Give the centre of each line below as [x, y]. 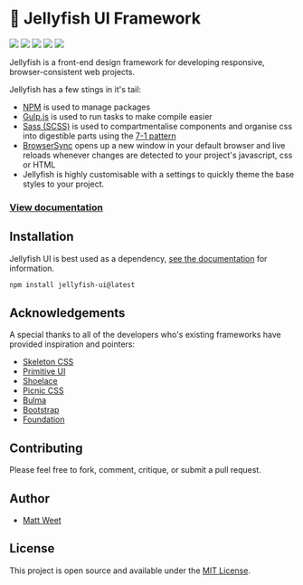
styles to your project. [63, 184]
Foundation [43, 419]
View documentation [57, 207]
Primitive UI [44, 371]
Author [29, 499]
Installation [42, 237]
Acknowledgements [67, 313]
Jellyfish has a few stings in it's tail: [76, 89]
